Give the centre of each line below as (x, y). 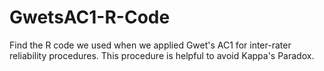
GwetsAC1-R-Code (90, 17)
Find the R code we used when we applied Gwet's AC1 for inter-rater (150, 45)
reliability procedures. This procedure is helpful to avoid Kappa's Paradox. (162, 55)
